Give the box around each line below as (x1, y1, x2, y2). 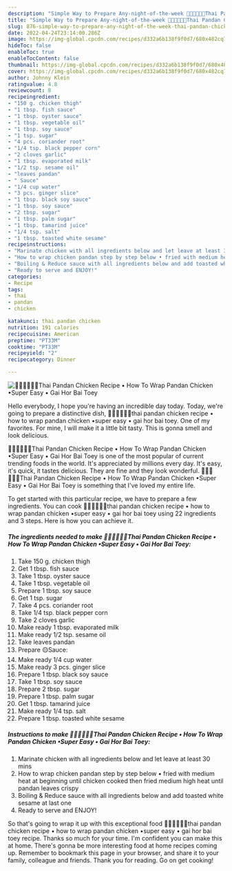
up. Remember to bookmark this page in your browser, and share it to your (8, 848, 220, 857)
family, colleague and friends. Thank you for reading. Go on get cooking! (8, 856, 214, 864)
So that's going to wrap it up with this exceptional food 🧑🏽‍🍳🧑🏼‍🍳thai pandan (8, 819, 222, 828)
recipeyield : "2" (8, 350, 58, 357)
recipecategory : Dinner (8, 356, 76, 363)
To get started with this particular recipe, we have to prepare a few (8, 495, 197, 502)
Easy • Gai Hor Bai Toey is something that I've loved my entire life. (8, 481, 196, 489)
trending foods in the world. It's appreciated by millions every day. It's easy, (8, 460, 222, 467)
